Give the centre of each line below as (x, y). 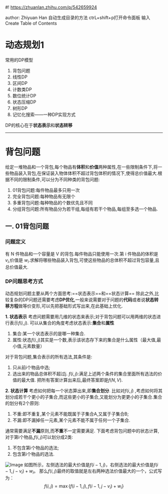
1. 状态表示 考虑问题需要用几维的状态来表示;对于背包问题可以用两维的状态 (81, 316)
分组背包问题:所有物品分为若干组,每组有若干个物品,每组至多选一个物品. (85, 209)
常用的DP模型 (19, 60)
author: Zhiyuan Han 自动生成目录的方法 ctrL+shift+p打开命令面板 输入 (78, 18)
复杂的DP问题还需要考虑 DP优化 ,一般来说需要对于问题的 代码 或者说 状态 (82, 299)
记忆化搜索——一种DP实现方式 (44, 114)
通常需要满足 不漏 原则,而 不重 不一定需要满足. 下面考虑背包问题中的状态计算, (82, 431)
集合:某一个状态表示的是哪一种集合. (49, 333)
